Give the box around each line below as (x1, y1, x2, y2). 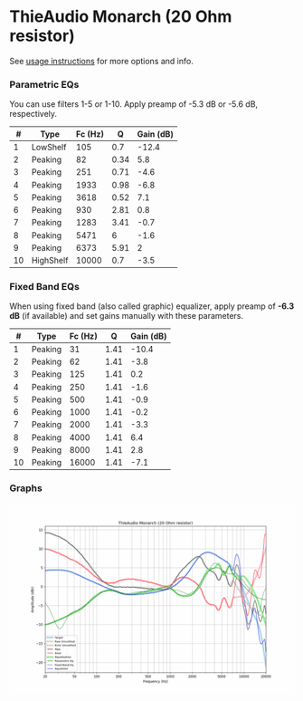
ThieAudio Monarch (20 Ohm (9, 6, 232, 27)
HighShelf (31, 255, 69, 266)
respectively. (9, 109, 57, 120)
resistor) (9, 25, 75, 46)
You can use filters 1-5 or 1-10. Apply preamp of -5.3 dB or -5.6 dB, (9, 99, 259, 110)
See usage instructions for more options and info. (9, 55, 194, 66)
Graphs (9, 482, 43, 495)
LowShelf (31, 141, 67, 152)
